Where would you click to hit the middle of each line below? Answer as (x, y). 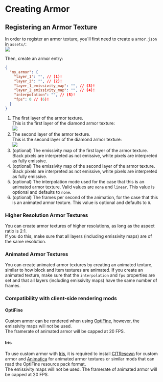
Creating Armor (37, 9)
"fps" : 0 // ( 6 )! (32, 100)
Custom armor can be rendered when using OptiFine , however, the (72, 321)
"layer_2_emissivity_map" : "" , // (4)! (55, 90)
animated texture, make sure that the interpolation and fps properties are (80, 275)
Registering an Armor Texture (51, 27)
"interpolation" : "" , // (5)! (45, 95)
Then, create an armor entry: (34, 58)
